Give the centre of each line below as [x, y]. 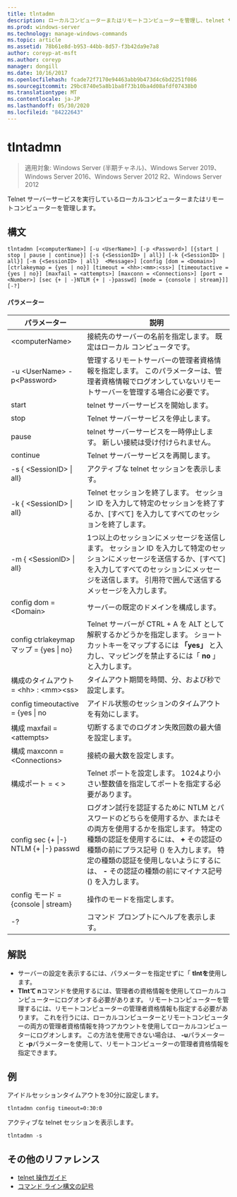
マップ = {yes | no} [42, 649]
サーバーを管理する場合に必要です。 [154, 392]
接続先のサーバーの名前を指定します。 [150, 336]
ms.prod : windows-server [44, 27]
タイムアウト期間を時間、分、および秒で [154, 680]
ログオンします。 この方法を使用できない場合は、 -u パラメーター [131, 1035]
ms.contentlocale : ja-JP [44, 100]
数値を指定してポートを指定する [161, 783]
